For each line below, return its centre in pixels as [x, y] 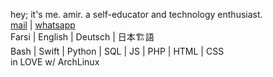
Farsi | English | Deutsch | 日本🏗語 [82, 37]
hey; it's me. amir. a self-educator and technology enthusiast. [136, 14]
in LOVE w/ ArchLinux [55, 62]
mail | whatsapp [43, 25]
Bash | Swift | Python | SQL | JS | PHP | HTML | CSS [117, 51]
